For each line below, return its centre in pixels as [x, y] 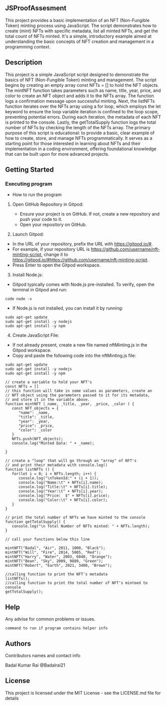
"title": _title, [36, 417]
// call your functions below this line [48, 539]
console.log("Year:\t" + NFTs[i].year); [61, 491]
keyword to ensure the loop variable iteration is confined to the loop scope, [82, 111]
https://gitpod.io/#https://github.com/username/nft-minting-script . [81, 260]
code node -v [19, 299]
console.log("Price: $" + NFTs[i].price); [64, 496]
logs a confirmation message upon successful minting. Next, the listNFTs [80, 101]
